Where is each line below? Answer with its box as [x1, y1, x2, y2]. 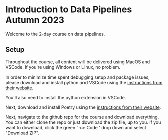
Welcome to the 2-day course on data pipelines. [5, 31, 105, 37]
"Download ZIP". [5, 130, 39, 136]
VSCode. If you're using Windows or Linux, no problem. [5, 64, 121, 70]
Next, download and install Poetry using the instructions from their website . [5, 104, 161, 110]
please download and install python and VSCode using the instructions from [5, 79, 163, 85]
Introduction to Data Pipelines [5, 4, 132, 15]
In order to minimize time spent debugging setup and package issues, [5, 74, 150, 80]
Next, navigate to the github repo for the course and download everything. [5, 114, 159, 120]
